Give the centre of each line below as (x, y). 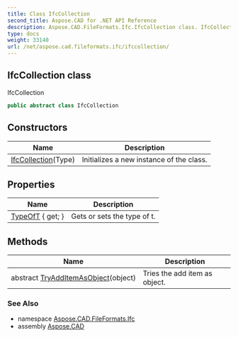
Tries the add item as (177, 273)
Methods (28, 241)
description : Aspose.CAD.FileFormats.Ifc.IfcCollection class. (103, 27)
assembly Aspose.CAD (51, 326)
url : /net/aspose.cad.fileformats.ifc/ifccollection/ (89, 47)
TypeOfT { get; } (38, 217)
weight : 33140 (28, 40)
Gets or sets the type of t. (113, 217)
